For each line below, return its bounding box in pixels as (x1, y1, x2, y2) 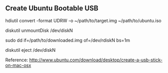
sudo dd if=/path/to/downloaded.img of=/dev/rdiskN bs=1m (5, 37, 130, 43)
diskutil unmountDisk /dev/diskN (5, 27, 73, 33)
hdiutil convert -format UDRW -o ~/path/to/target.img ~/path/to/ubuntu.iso (5, 17, 161, 23)
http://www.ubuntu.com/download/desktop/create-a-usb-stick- (29, 57, 163, 63)
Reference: (5, 57, 28, 63)
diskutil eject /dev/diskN (5, 47, 56, 53)
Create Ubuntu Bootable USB (5, 4, 99, 13)
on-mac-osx (5, 62, 31, 68)
